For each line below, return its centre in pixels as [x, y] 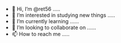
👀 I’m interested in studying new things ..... [63, 15]
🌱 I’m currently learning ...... [45, 21]
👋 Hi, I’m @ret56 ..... [36, 9]
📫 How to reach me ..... [40, 34]
